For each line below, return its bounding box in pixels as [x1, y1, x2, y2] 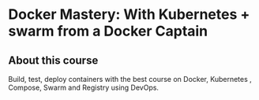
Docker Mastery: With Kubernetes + [8, 6, 250, 24]
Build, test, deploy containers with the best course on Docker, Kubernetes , [8, 75, 253, 83]
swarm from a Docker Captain [8, 22, 208, 40]
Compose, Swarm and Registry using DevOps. [8, 83, 160, 92]
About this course [8, 54, 99, 67]
